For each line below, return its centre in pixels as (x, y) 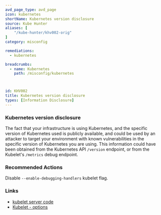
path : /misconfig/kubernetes (44, 74)
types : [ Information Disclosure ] (40, 100)
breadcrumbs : (19, 64)
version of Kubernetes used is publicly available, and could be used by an (80, 133)
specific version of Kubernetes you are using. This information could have (80, 144)
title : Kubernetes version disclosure (45, 96)
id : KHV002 (16, 91)
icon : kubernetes (23, 14)
